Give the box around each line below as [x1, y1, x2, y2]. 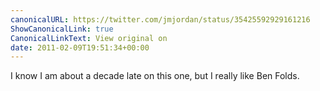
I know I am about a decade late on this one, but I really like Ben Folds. [10, 70, 300, 82]
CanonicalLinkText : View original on [10, 33, 168, 43]
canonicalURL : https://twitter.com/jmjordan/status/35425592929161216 [10, 14, 311, 25]
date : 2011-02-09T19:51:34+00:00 [10, 42, 150, 53]
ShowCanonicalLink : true [10, 24, 114, 34]
